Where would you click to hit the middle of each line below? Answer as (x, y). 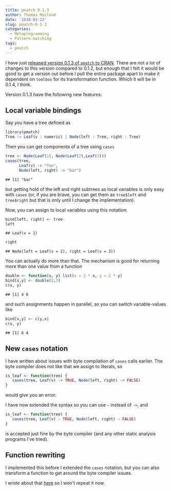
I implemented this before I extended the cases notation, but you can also (82, 467)
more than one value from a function (44, 266)
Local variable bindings (43, 111)
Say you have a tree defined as (38, 123)
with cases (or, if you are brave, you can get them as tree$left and (76, 195)
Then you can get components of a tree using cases (60, 147)
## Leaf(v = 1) (22, 233)
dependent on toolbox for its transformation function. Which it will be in (81, 79)
